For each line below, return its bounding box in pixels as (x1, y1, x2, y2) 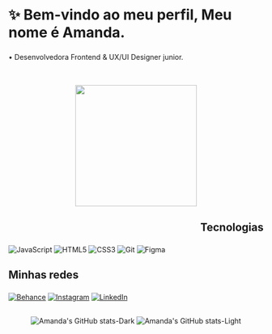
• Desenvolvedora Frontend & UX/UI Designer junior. (8, 53, 184, 62)
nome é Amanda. (8, 23, 125, 42)
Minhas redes (8, 268, 79, 282)
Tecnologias (200, 220, 264, 234)
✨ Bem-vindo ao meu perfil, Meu (8, 6, 232, 24)
